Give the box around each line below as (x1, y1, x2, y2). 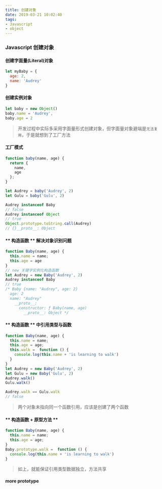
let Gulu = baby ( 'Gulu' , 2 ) (5, 193, 65, 198)
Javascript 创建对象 (5, 44, 54, 51)
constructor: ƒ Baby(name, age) (18, 305, 87, 310)
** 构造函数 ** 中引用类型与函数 (5, 322, 72, 328)
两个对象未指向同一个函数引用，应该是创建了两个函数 (17, 404, 129, 410)
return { (10, 160, 28, 166)
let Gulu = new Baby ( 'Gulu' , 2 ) (5, 371, 73, 376)
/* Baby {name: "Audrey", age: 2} (5, 287, 78, 292)
